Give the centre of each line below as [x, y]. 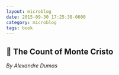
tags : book [20, 28]
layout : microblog [29, 11]
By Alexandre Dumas [32, 66]
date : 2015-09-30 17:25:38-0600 [46, 17]
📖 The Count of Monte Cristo [60, 51]
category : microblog [32, 22]
